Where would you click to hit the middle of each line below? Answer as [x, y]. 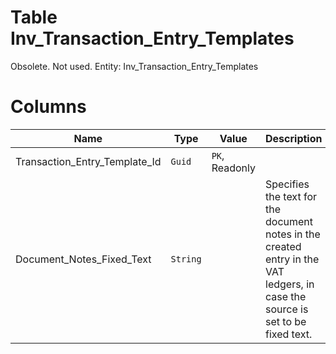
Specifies [287, 184]
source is [287, 309]
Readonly [233, 168]
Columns [48, 107]
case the [286, 296]
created [283, 246]
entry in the [292, 259]
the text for [291, 196]
